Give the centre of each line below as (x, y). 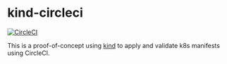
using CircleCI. (29, 53)
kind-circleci (45, 13)
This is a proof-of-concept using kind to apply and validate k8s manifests (114, 45)
